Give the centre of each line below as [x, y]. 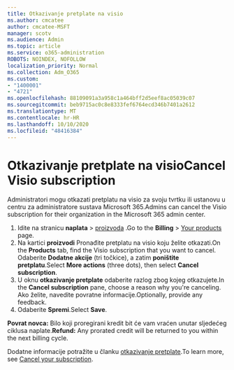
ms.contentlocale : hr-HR [43, 118]
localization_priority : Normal [53, 66]
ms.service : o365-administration [56, 53]
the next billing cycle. [38, 338]
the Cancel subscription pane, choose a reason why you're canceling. [119, 287]
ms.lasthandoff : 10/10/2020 [48, 124]
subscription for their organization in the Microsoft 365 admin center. [107, 215]
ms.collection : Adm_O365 [43, 72]
